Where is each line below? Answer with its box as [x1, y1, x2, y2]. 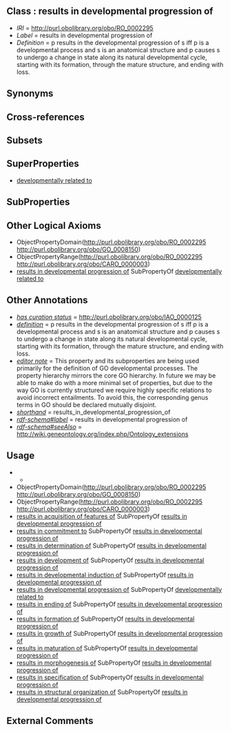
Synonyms [6, 87, 54, 99]
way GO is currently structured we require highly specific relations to [16, 386, 212, 394]
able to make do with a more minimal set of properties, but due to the [16, 378, 213, 387]
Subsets [6, 134, 43, 146]
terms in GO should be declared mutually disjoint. [16, 400, 157, 409]
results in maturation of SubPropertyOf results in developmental [16, 644, 198, 652]
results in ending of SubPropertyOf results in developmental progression [16, 599, 222, 608]
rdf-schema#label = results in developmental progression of [16, 415, 188, 423]
